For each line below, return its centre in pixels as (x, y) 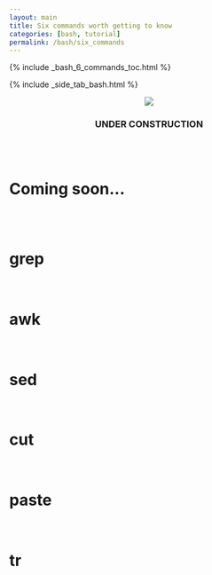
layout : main (33, 17)
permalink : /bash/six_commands (67, 42)
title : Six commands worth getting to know (91, 26)
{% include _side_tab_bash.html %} (74, 84)
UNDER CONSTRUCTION (149, 124)
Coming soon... (67, 189)
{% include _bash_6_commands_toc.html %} (90, 67)
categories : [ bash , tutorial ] (65, 34)
